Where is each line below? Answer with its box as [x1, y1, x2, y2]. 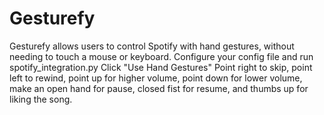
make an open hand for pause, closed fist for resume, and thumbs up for [9, 82, 309, 94]
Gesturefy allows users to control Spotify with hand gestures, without [9, 40, 295, 52]
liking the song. [9, 93, 73, 105]
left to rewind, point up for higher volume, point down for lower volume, [9, 72, 303, 84]
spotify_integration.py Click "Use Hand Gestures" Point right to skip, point [9, 61, 313, 73]
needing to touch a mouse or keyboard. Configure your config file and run [9, 50, 314, 62]
